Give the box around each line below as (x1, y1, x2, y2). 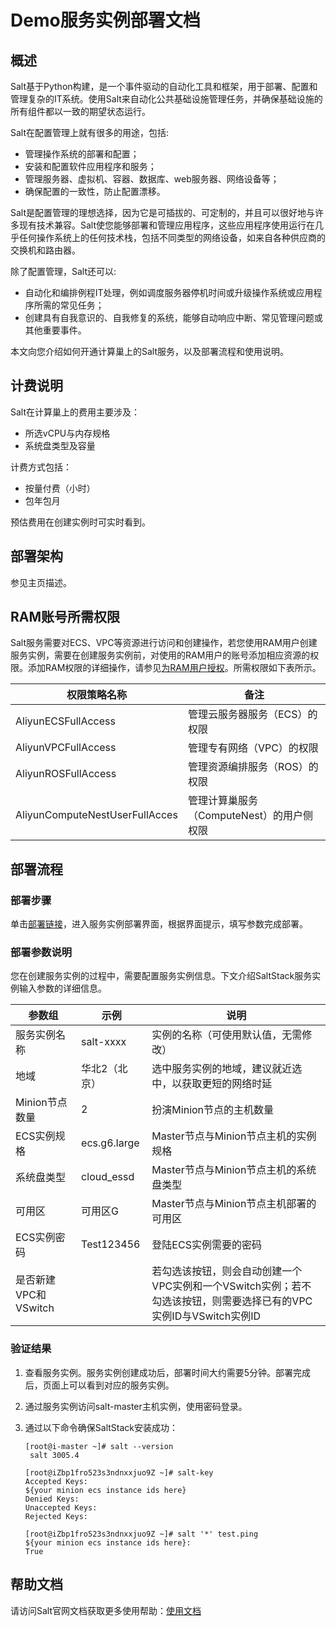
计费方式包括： (10, 461, 72, 473)
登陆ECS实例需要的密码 (151, 1238, 262, 1252)
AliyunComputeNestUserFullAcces (15, 808, 178, 822)
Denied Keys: (24, 1494, 80, 1504)
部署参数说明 (10, 946, 73, 960)
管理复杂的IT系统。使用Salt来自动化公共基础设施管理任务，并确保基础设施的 (10, 93, 323, 105)
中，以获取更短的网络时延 (151, 1077, 273, 1091)
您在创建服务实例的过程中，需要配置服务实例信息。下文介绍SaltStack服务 (10, 970, 313, 982)
